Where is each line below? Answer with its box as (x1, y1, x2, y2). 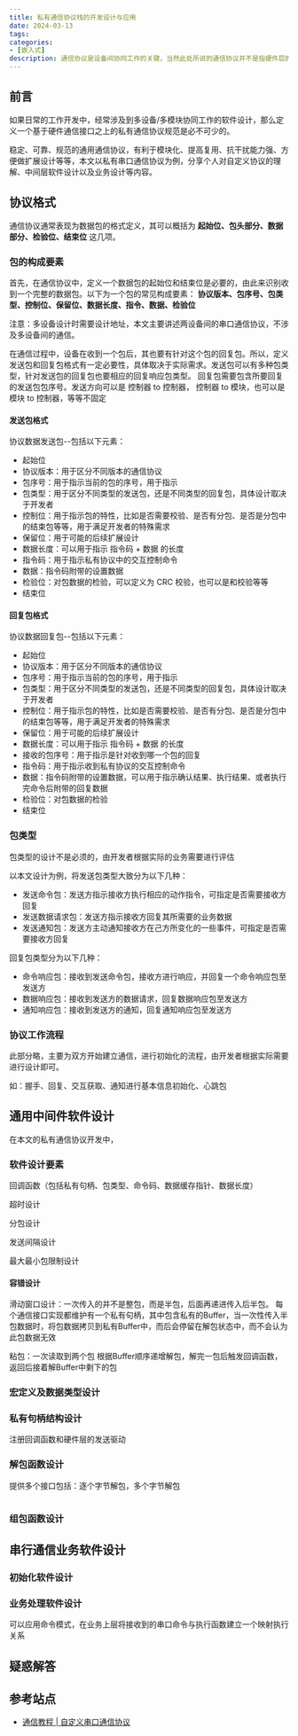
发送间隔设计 (9, 1237, 56, 1247)
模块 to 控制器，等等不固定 (9, 392, 106, 403)
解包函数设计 (9, 1458, 65, 1471)
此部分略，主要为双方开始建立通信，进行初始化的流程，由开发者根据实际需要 (9, 1050, 289, 1060)
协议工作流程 (9, 1028, 65, 1041)
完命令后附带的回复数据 (21, 783, 108, 794)
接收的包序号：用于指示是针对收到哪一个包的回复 (21, 750, 201, 761)
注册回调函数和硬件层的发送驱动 (9, 1434, 126, 1445)
